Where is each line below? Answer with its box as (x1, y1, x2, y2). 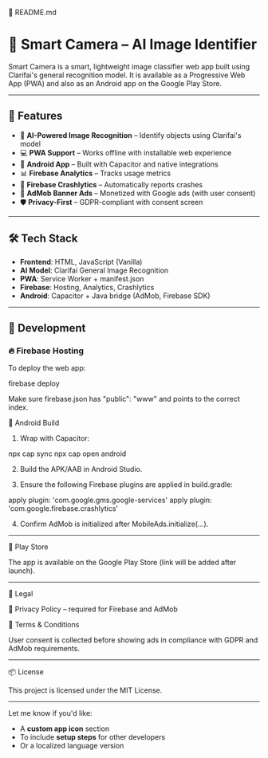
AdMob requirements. (8, 644, 80, 654)
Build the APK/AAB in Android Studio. (19, 465, 143, 474)
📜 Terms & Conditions (8, 620, 80, 630)
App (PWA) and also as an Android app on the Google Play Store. (8, 78, 222, 88)
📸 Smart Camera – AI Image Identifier (8, 36, 258, 53)
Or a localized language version (19, 741, 124, 751)
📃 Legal (8, 589, 33, 599)
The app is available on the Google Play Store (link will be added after (8, 558, 237, 568)
